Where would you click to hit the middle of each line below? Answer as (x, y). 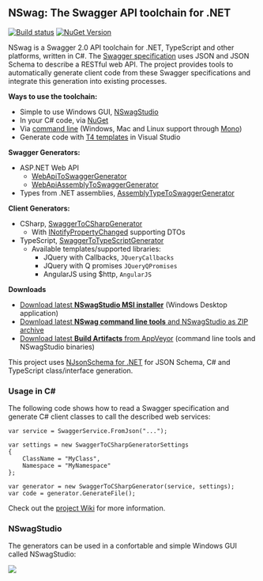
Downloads (27, 289)
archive (32, 330)
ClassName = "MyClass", (62, 459)
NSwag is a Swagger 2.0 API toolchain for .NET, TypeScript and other (121, 47)
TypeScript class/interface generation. (71, 370)
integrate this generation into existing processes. (88, 81)
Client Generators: (39, 208)
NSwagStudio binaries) (57, 347)
